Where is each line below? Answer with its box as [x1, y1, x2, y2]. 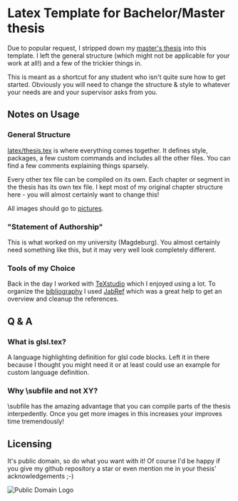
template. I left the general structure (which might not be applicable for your [7, 51, 230, 60]
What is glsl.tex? [7, 336, 66, 346]
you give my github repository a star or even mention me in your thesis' [7, 465, 217, 473]
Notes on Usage [7, 108, 80, 120]
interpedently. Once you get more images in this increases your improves [7, 410, 222, 418]
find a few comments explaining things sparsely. [7, 161, 150, 170]
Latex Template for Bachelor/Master [7, 5, 225, 21]
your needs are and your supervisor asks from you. [7, 88, 158, 96]
